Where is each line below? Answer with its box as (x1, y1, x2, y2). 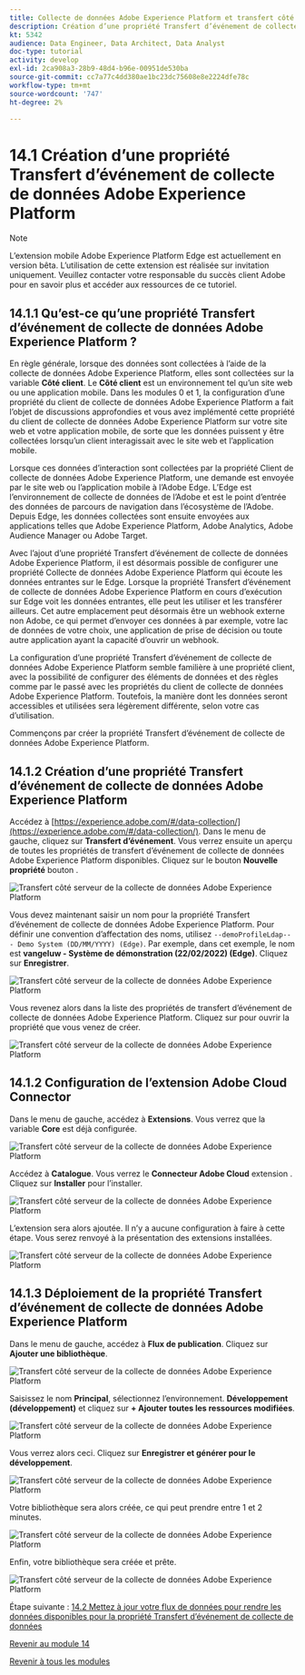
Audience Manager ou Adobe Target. (9, 530, 148, 541)
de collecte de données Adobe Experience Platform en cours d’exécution (9, 587, 283, 598)
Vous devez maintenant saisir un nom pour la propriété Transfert (9, 909, 251, 920)
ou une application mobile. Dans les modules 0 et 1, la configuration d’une (9, 387, 286, 398)
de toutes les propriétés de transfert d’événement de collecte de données (9, 845, 285, 856)
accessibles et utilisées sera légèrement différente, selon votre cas (9, 700, 260, 711)
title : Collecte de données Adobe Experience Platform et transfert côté (9, 13, 295, 23)
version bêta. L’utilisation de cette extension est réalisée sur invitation (9, 260, 270, 271)
